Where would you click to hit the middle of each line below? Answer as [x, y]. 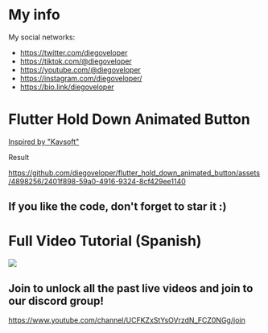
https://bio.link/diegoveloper [67, 87]
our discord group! [56, 300]
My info [34, 15]
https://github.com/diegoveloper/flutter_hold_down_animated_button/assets [134, 173]
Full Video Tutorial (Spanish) [105, 241]
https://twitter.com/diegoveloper [74, 52]
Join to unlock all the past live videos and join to [131, 288]
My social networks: [42, 37]
